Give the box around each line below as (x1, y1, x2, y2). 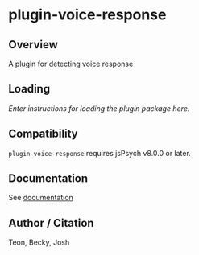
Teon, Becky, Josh (8, 237, 70, 247)
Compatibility (8, 127, 78, 141)
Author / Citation (8, 216, 94, 230)
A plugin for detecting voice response (8, 59, 134, 68)
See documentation (8, 193, 74, 203)
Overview (8, 38, 59, 51)
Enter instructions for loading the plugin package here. (8, 103, 190, 113)
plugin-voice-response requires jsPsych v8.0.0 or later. (8, 148, 191, 158)
